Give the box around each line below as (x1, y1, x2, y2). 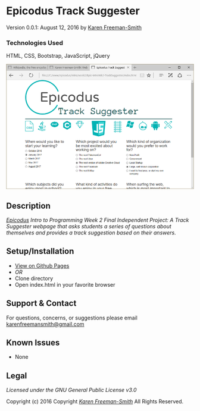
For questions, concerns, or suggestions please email (6, 314, 138, 321)
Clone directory (14, 275, 54, 282)
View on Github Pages (14, 262, 70, 269)
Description (6, 200, 51, 211)
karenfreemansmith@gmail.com (6, 320, 85, 328)
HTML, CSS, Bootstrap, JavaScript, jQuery (6, 52, 110, 59)
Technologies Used (6, 39, 64, 47)
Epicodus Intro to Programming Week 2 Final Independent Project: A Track (6, 217, 189, 224)
